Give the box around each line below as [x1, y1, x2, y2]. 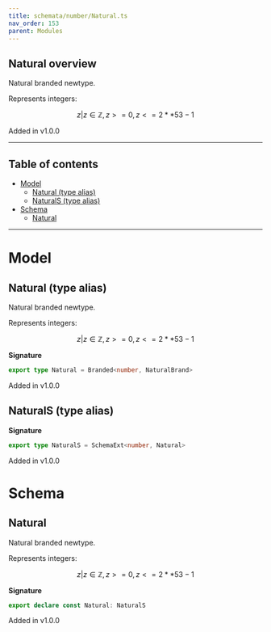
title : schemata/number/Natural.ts [8, 11, 128, 20]
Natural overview [8, 57, 97, 70]
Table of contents [8, 157, 98, 171]
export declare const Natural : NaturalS [8, 601, 147, 609]
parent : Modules [8, 27, 63, 35]
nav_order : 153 [8, 19, 60, 27]
